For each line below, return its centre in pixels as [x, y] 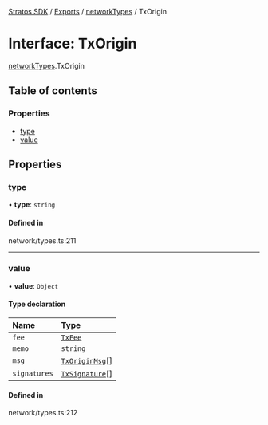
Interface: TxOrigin [73, 44]
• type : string [32, 205]
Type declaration [37, 304]
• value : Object [33, 285]
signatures [33, 374]
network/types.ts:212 [43, 413]
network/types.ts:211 [42, 240]
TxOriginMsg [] [87, 360]
